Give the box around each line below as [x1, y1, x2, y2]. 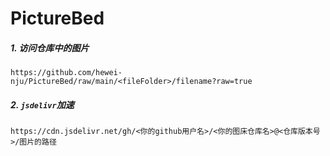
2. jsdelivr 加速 [10, 98, 75, 111]
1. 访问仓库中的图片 [10, 42, 90, 54]
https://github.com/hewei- [10, 68, 123, 78]
